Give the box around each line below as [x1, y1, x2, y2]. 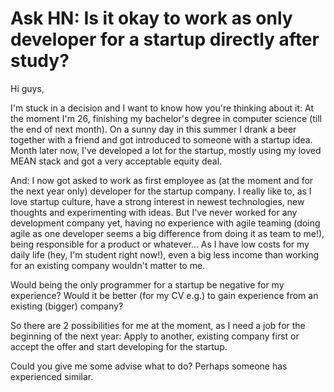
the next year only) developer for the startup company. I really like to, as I [10, 185, 312, 197]
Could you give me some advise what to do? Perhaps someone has [10, 360, 288, 372]
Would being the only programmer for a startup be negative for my [10, 278, 285, 291]
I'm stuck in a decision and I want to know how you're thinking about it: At [10, 102, 314, 114]
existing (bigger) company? [10, 300, 124, 312]
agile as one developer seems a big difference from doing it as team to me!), [10, 227, 325, 239]
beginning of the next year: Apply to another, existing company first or [10, 330, 300, 342]
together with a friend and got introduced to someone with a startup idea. [10, 133, 313, 146]
